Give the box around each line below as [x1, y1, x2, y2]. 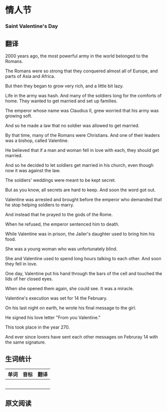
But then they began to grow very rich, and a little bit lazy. [5, 83, 124, 89]
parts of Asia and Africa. [5, 73, 55, 79]
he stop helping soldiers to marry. [5, 202, 74, 208]
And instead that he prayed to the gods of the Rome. [5, 211, 113, 217]
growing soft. [5, 113, 32, 119]
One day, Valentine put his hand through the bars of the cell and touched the [5, 270, 163, 276]
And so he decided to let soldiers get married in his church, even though [5, 162, 154, 168]
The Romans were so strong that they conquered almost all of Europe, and [5, 68, 158, 74]
